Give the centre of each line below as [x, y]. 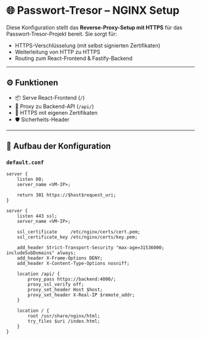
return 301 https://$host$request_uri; [67, 195]
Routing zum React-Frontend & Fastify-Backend [74, 58]
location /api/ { [39, 274]
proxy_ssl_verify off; [56, 285]
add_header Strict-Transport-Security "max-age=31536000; [91, 248]
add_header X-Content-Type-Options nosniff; [73, 264]
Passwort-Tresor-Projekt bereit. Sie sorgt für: [62, 34]
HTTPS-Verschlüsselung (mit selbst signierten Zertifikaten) [87, 45]
